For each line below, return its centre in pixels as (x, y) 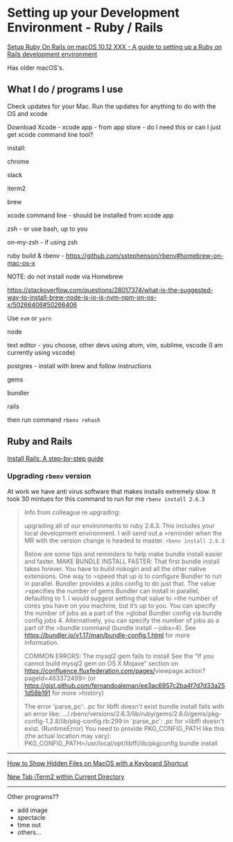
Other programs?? (33, 796)
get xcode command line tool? (50, 134)
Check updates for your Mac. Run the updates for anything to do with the (112, 106)
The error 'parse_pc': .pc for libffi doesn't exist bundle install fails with (124, 706)
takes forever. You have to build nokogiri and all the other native (115, 568)
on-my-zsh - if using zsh (43, 242)
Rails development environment (52, 54)
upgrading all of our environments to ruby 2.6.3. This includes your (119, 525)
